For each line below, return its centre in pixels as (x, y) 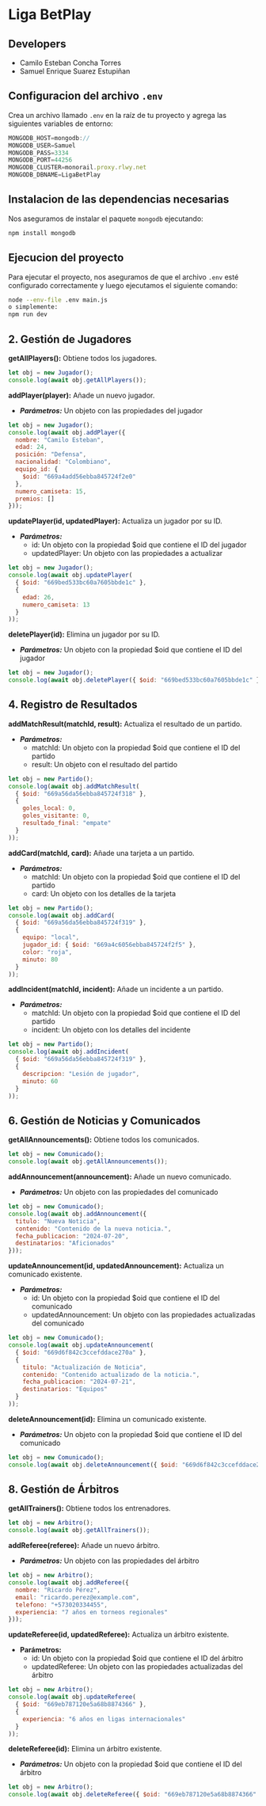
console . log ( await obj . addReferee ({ (68, 1583)
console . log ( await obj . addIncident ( (68, 1052)
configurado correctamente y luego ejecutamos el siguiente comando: (123, 285)
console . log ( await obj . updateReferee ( (72, 1697)
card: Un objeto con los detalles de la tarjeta (104, 893)
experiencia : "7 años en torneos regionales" (92, 1612)
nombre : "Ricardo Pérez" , (58, 1590)
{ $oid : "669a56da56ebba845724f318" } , (81, 793)
